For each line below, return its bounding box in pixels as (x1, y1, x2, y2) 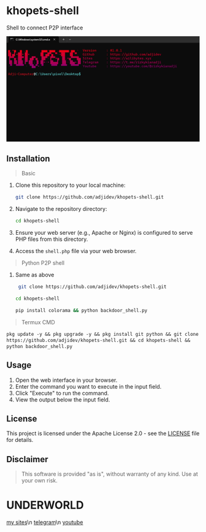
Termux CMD (21, 318, 55, 325)
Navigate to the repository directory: (15, 205, 107, 213)
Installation (6, 153, 50, 164)
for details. (6, 436, 34, 444)
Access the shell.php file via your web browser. (15, 248, 137, 255)
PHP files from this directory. (15, 235, 88, 243)
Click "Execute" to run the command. (15, 389, 109, 397)
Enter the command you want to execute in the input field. (15, 382, 162, 390)
